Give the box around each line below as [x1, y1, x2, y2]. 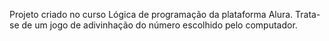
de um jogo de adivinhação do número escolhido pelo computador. [21, 19, 298, 31]
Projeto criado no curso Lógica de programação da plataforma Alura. [9, 9, 294, 20]
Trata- [295, 9, 321, 20]
